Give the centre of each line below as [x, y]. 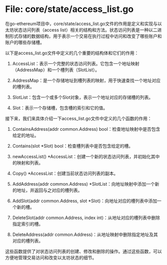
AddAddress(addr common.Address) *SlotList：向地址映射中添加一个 [83, 184]
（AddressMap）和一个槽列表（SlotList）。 [56, 70]
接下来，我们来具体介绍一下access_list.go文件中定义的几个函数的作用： [79, 118]
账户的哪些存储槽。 [25, 42]
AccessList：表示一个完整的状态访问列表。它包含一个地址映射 [76, 63]
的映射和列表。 [28, 163]
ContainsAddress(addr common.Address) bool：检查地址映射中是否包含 [86, 129]
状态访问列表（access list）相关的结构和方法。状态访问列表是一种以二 [85, 30]
